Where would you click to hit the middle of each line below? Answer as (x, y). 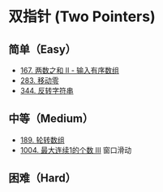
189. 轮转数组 (42, 140)
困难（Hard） (43, 179)
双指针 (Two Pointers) (82, 17)
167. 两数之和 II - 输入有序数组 (70, 70)
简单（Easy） (43, 49)
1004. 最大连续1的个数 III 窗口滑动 (76, 150)
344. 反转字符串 (47, 91)
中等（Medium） (51, 119)
